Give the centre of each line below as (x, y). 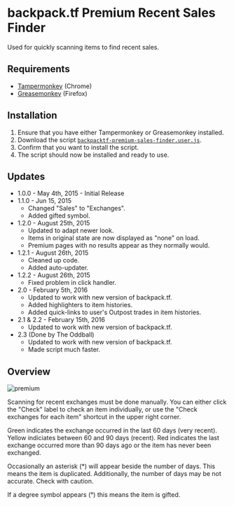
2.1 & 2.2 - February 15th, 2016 (61, 320)
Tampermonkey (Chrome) (55, 86)
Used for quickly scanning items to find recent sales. (83, 47)
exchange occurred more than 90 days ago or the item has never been (109, 445)
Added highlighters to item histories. (80, 305)
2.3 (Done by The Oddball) (56, 335)
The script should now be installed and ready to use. (93, 155)
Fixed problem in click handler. (72, 283)
